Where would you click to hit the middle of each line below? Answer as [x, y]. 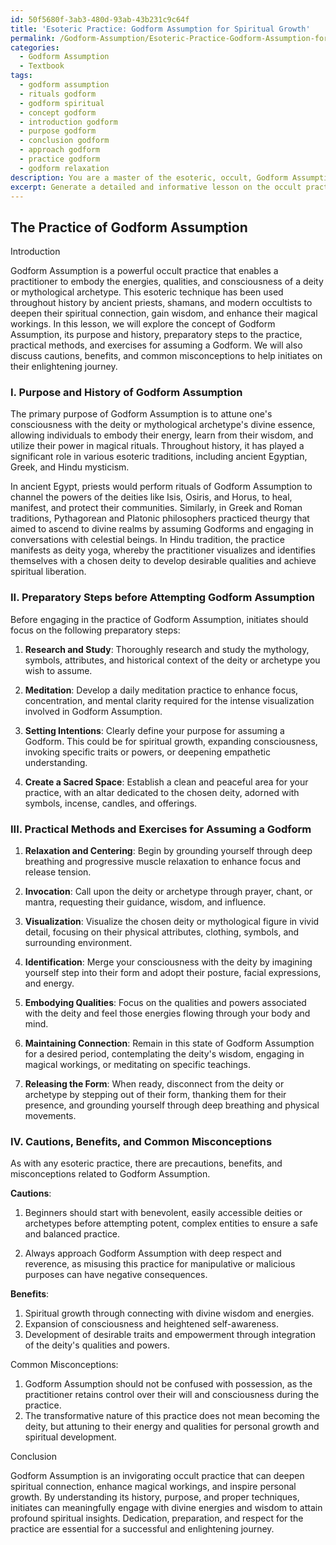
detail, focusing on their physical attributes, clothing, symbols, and [162, 932]
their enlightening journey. [64, 367]
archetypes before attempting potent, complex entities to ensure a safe [171, 1223]
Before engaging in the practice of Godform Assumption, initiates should [159, 619]
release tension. [58, 872]
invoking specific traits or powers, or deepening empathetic [147, 752]
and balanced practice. [72, 1234]
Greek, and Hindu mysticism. [70, 467]
